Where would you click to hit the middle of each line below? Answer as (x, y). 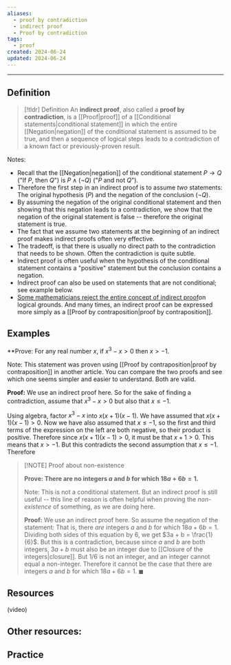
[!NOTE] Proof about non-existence (74, 465)
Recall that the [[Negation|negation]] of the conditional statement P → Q (119, 172)
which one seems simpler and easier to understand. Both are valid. (102, 379)
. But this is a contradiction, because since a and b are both (121, 542)
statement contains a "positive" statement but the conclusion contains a (119, 268)
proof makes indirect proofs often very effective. (86, 238)
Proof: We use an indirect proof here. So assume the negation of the (121, 520)
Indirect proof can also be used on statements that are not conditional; (117, 283)
